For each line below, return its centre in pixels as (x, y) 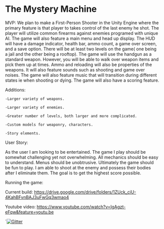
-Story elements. (23, 133)
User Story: (17, 142)
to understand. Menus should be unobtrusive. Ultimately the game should (79, 162)
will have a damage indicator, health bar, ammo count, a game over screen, (81, 43)
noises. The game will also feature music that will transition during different (81, 75)
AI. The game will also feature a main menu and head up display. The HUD (80, 38)
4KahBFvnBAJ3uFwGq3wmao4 (37, 197)
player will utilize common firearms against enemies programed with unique (82, 33)
